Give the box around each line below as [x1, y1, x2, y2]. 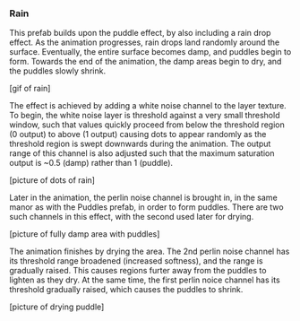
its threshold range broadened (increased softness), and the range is [9, 256, 263, 266]
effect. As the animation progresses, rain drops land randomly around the [9, 37, 280, 48]
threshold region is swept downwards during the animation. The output [9, 138, 271, 150]
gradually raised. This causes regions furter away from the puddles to [9, 265, 267, 276]
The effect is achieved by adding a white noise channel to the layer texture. [9, 100, 287, 111]
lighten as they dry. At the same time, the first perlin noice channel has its [9, 274, 280, 285]
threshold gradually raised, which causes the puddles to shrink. [9, 284, 244, 295]
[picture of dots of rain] [9, 175, 96, 186]
